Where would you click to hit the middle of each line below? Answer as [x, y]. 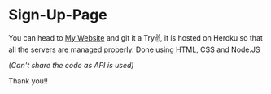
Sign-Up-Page [58, 15]
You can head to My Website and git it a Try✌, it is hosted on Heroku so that [135, 37]
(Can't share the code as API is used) [71, 65]
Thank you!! [28, 81]
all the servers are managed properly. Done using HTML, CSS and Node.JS [134, 49]
